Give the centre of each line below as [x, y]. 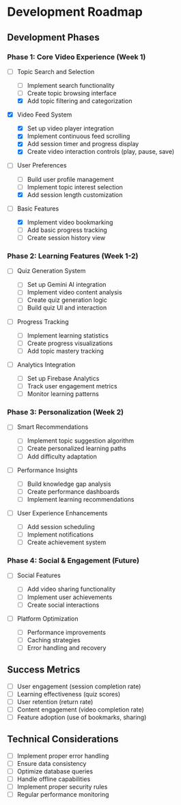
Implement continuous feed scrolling [79, 136]
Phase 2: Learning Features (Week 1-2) [73, 256]
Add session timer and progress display [83, 144]
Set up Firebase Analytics [63, 378]
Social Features [39, 575]
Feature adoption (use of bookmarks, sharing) [82, 717]
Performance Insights [47, 470]
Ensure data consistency [52, 763]
